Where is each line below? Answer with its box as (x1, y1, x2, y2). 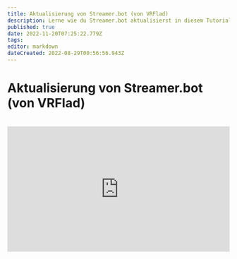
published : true (7, 23, 55, 30)
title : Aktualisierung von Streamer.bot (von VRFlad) (7, 10, 169, 18)
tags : (7, 37, 23, 44)
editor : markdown (7, 43, 59, 50)
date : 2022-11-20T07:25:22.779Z (7, 30, 102, 37)
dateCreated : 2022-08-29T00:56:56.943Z (7, 50, 125, 57)
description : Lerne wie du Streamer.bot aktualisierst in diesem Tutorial (7, 17, 232, 24)
